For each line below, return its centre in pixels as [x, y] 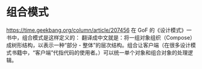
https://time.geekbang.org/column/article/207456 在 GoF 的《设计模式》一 [99, 30]
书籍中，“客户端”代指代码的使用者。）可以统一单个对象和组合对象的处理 [99, 52]
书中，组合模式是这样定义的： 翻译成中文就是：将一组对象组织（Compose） [101, 37]
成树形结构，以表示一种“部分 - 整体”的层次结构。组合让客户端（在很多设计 [99, 45]
